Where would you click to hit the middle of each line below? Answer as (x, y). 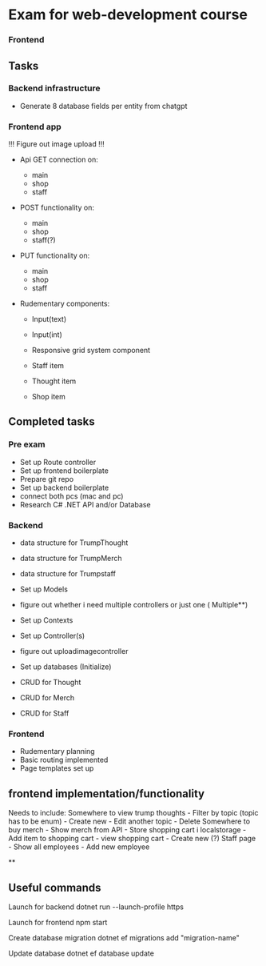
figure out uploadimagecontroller (74, 651)
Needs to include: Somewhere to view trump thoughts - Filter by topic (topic (133, 813)
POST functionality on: (57, 208)
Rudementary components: (65, 304)
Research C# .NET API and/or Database (85, 504)
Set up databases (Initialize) (66, 667)
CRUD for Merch (47, 698)
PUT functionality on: (55, 256)
